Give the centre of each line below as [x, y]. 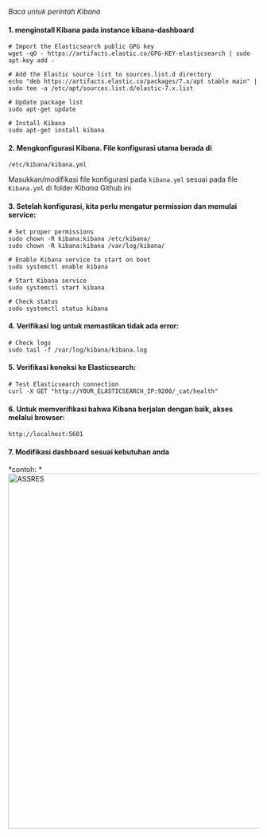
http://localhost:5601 [46, 434]
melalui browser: [37, 417]
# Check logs [30, 343]
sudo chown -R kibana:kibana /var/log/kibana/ [87, 246]
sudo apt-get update [43, 110]
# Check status [33, 301]
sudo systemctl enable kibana [58, 266]
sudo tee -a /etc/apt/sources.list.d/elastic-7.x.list [101, 88]
